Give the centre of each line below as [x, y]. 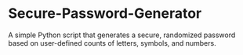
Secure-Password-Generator [105, 14]
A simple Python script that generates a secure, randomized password [122, 35]
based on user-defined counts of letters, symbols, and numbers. [112, 43]
